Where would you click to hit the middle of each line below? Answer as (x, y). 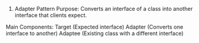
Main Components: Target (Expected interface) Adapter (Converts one (95, 27)
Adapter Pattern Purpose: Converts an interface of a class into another (104, 9)
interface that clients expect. (51, 15)
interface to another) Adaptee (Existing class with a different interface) (95, 33)
